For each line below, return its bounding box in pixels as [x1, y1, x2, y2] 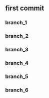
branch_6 [5, 86, 28, 93]
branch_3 [5, 46, 28, 53]
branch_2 [5, 33, 29, 40]
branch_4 [5, 60, 29, 67]
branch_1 [5, 19, 27, 26]
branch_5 [5, 73, 28, 80]
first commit [5, 4, 44, 13]
